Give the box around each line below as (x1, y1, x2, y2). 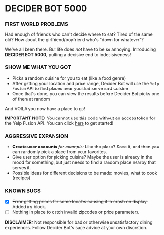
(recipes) (12, 175, 31, 181)
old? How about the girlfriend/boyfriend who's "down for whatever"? (5, 37, 144, 43)
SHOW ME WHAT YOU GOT (5, 64, 71, 71)
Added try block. (12, 204, 47, 210)
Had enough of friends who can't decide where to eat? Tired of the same (5, 31, 153, 37)
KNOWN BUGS (5, 187, 41, 194)
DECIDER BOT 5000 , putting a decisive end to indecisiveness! (5, 52, 131, 58)
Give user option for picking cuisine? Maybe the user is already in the (12, 154, 153, 160)
